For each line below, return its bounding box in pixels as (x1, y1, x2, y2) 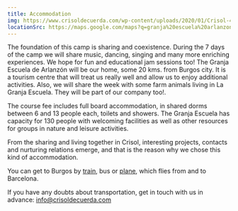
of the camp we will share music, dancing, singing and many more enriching (7, 50, 230, 59)
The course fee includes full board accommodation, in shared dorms (7, 102, 208, 110)
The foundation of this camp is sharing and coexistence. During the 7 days (7, 43, 225, 52)
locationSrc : (7, 23, 46, 30)
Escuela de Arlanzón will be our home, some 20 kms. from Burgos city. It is (7, 65, 227, 74)
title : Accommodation (7, 10, 72, 18)
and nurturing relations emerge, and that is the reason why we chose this (7, 146, 221, 154)
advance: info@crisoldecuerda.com (7, 195, 112, 204)
